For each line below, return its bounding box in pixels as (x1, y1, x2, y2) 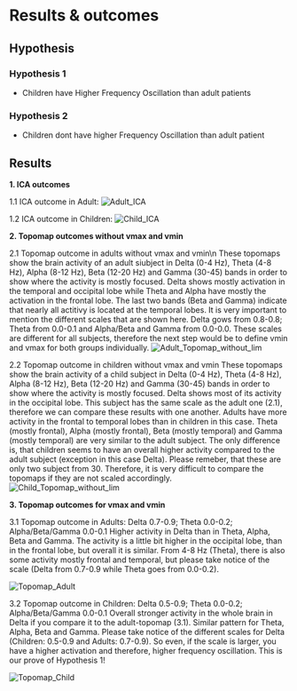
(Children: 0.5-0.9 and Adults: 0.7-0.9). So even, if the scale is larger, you (9, 636, 277, 647)
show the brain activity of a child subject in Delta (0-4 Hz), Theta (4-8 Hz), (9, 369, 282, 379)
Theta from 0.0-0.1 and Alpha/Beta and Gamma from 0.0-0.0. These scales (9, 323, 282, 334)
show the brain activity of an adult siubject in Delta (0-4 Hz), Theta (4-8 (9, 257, 272, 267)
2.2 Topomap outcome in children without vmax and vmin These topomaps (9, 359, 284, 369)
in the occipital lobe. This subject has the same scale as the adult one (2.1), (9, 397, 283, 408)
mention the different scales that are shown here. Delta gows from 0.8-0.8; (9, 314, 283, 324)
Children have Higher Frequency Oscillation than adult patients (21, 87, 251, 98)
